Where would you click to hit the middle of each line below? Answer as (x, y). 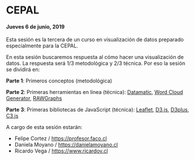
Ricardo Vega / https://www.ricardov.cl (61, 151)
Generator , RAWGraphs (34, 98)
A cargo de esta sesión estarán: (44, 127)
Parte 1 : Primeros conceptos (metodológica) (59, 81)
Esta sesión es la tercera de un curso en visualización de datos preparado (95, 40)
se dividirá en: (23, 69)
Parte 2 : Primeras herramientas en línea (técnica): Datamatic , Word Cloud (95, 92)
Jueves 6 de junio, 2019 (36, 26)
